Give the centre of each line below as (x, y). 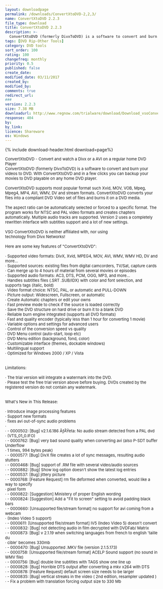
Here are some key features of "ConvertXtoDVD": (51, 246)
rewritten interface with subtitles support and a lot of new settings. (67, 222)
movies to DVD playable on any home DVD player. (51, 178)
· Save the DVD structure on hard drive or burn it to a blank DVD (64, 310)
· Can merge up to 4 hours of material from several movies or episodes (71, 271)
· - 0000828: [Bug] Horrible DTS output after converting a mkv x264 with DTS (77, 567)
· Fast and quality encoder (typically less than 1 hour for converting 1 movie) (75, 319)
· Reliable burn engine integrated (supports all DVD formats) (61, 314)
